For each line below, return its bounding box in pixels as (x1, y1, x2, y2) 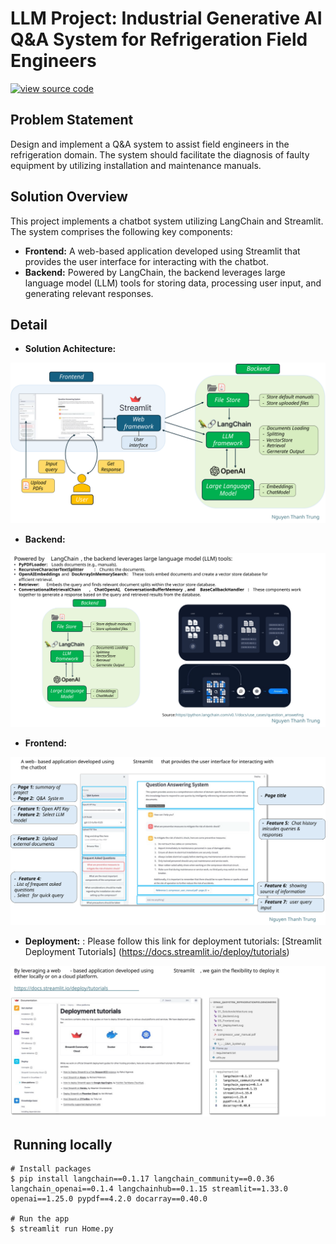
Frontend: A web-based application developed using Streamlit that (24, 245, 301, 257)
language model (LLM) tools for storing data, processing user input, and (24, 277, 322, 289)
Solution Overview (10, 188, 128, 206)
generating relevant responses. (24, 287, 154, 299)
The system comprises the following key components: (10, 225, 233, 237)
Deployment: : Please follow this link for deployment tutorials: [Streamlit (24, 935, 322, 947)
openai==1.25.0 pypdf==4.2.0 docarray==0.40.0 (10, 1194, 208, 1204)
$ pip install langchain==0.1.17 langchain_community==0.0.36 (10, 1174, 275, 1184)
